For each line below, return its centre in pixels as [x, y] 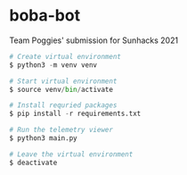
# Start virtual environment [63, 81]
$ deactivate [33, 162]
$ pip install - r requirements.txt [75, 114]
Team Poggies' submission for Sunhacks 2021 [94, 40]
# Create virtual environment [65, 56]
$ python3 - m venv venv [53, 65]
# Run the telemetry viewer [61, 130]
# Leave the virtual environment [71, 154]
